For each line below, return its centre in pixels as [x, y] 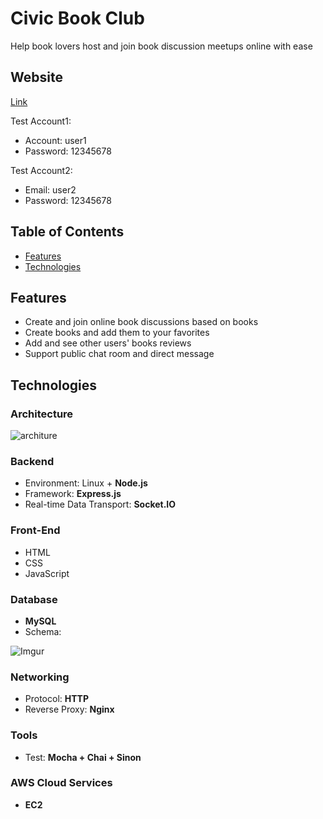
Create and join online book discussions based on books [141, 322]
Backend [32, 461]
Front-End [35, 530]
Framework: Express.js [73, 494]
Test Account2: [41, 170]
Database [34, 599]
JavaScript [47, 573]
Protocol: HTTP [56, 699]
